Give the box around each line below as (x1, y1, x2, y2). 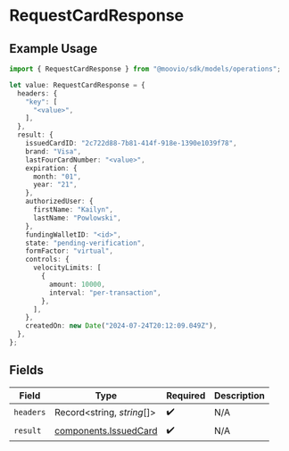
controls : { (25, 255, 70, 264)
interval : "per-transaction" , (48, 288, 162, 297)
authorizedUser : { (25, 197, 94, 206)
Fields (9, 363, 45, 378)
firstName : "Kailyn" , (32, 205, 114, 214)
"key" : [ (25, 97, 58, 106)
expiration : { (25, 163, 78, 172)
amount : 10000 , (48, 280, 105, 288)
